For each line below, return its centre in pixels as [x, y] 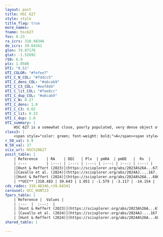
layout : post [18, 9]
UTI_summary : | [20, 123]
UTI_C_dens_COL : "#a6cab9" [32, 82]
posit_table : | [20, 154]
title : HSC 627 [20, 14]
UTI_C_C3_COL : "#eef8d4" [30, 86]
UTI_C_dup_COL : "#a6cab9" [31, 95]
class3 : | [15, 132]
